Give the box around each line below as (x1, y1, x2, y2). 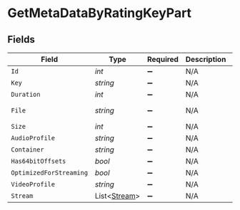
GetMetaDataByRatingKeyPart (7, 5, 191, 21)
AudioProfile (11, 134, 56, 142)
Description (185, 55, 226, 64)
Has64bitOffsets (11, 157, 66, 165)
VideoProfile (11, 180, 56, 188)
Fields (7, 33, 36, 46)
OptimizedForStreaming (11, 169, 88, 177)
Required (146, 55, 179, 64)
